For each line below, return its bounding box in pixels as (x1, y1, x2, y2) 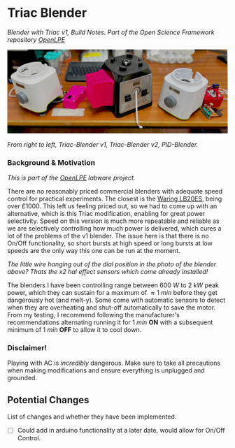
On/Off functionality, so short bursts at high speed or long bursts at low (7, 239, 213, 247)
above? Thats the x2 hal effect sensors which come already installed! (7, 268, 208, 276)
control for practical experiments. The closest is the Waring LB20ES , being (7, 194, 222, 203)
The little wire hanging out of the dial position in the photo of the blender (7, 260, 217, 268)
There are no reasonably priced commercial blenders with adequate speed (7, 187, 222, 196)
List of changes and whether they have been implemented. (7, 412, 177, 421)
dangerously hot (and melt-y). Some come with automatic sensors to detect (7, 296, 226, 305)
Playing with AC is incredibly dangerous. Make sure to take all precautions (7, 359, 221, 368)
